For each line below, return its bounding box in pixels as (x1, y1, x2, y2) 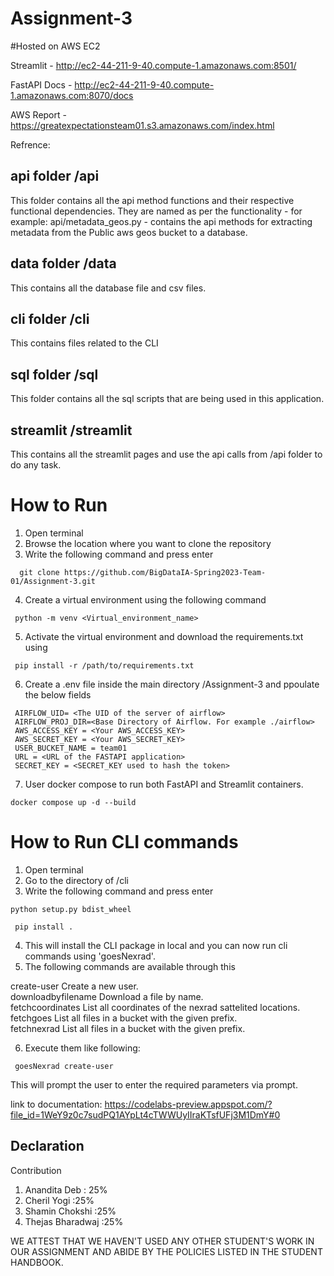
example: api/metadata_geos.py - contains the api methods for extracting (10, 215, 313, 227)
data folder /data (10, 255, 117, 272)
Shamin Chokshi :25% (24, 1205, 117, 1217)
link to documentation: (10, 1098, 103, 1110)
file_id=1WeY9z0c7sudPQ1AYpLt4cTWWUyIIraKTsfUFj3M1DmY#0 (10, 1108, 281, 1121)
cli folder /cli (10, 310, 90, 327)
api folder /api (10, 168, 100, 185)
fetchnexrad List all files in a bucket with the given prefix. (10, 1022, 246, 1034)
